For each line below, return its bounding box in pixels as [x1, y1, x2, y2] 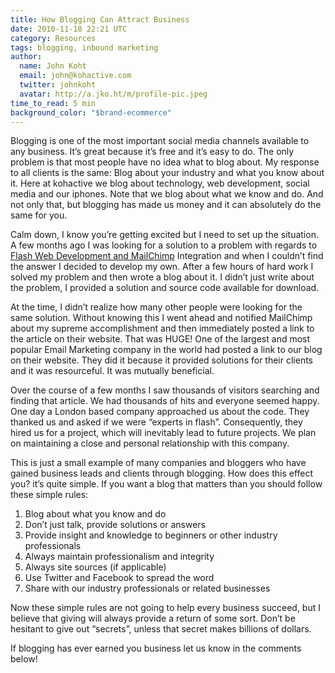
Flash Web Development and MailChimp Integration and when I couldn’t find [10, 250, 324, 262]
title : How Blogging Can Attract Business [10, 14, 190, 25]
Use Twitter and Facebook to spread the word [24, 572, 215, 584]
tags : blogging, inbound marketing [10, 42, 159, 53]
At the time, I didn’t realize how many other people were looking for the [10, 301, 303, 313]
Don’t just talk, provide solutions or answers [24, 519, 207, 531]
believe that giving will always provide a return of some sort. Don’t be [10, 612, 296, 625]
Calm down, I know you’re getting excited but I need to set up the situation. [10, 229, 319, 241]
